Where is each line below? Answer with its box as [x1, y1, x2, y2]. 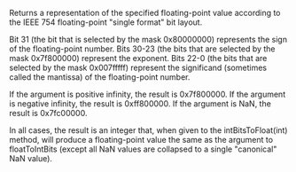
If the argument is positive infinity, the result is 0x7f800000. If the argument [9, 89, 286, 99]
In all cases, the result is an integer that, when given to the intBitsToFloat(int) [9, 125, 288, 136]
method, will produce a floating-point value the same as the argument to [9, 135, 273, 145]
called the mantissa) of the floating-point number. [9, 72, 191, 82]
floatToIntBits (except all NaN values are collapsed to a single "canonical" [9, 144, 277, 154]
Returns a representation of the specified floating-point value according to [9, 8, 281, 18]
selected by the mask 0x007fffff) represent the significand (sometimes [9, 62, 268, 73]
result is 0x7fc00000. [9, 108, 88, 118]
